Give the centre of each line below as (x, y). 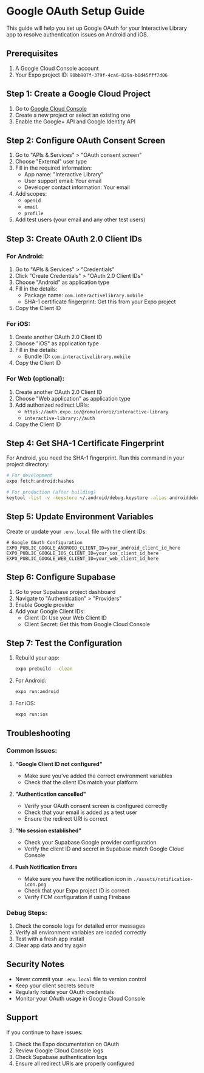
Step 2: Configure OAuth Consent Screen (86, 140)
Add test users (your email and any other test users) (80, 219)
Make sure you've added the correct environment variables (98, 776)
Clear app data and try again (51, 945)
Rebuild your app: (37, 658)
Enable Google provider (45, 605)
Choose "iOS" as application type (57, 343)
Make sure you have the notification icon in (78, 878)
